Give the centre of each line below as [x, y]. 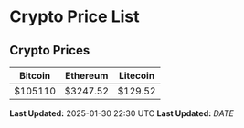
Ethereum [87, 76]
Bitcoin [35, 76]
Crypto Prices [50, 50]
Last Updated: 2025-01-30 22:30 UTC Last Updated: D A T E [122, 113]
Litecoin [137, 76]
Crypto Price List [74, 17]
